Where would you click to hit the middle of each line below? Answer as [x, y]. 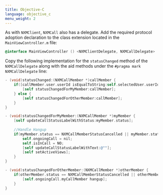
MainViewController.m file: [31, 43]
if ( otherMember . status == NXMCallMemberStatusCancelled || [75, 175]
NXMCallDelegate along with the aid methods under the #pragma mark [73, 66]
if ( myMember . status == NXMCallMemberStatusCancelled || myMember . [82, 134]
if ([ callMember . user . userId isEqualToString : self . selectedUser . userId [87, 85]
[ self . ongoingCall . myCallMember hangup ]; [65, 179]
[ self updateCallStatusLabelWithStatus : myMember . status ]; [73, 121]
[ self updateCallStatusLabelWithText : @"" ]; [67, 148]
